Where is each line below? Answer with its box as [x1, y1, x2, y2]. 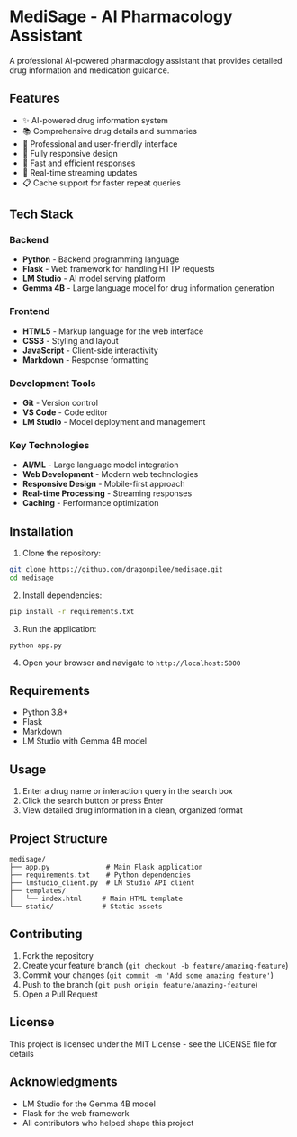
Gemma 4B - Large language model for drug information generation [22, 283, 274, 293]
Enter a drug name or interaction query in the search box [22, 786, 233, 797]
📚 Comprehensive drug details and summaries [22, 125, 198, 136]
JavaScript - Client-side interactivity [22, 345, 159, 356]
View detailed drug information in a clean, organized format [22, 805, 243, 816]
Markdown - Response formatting [22, 354, 150, 365]
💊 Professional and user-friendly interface [22, 138, 178, 149]
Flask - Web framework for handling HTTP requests [22, 264, 215, 275]
